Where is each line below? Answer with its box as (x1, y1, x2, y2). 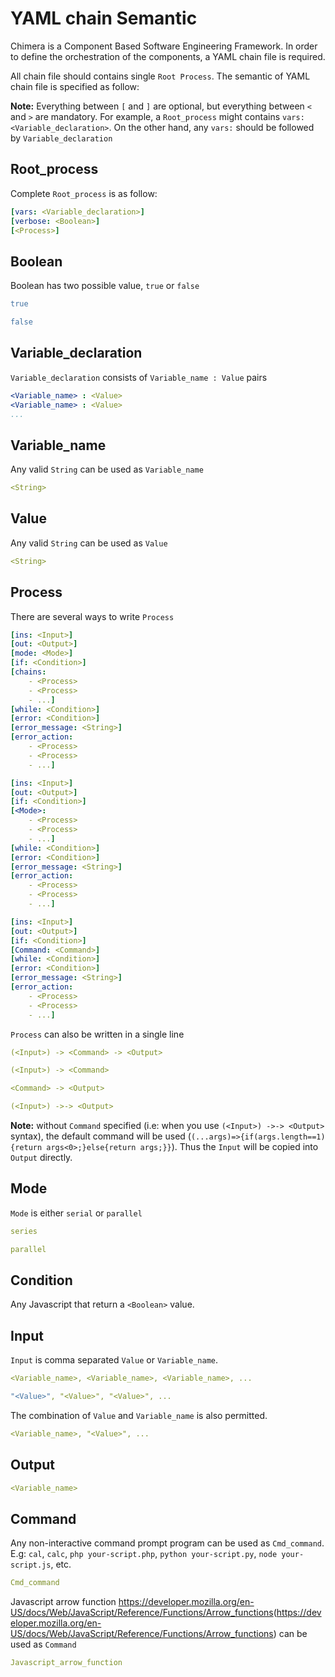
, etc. (50, 1558, 72, 1571)
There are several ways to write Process (10, 610, 175, 622)
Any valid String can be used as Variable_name (10, 463, 204, 476)
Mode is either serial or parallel (10, 1207, 143, 1219)
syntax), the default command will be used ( (10, 1130, 192, 1142)
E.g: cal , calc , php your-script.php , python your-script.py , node (10, 1548, 278, 1560)
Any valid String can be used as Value (10, 537, 168, 549)
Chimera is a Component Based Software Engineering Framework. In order (10, 40, 318, 52)
